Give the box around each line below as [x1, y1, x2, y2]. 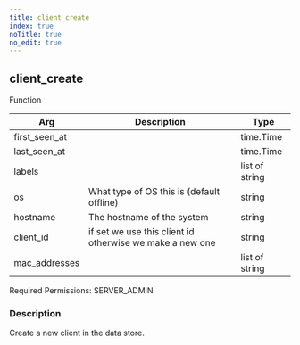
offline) [87, 197, 119, 209]
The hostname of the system [87, 211, 209, 224]
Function [9, 94, 42, 105]
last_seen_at [13, 145, 65, 158]
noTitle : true [9, 29, 62, 38]
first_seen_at [13, 131, 67, 144]
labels [13, 166, 39, 178]
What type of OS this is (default [87, 185, 221, 198]
